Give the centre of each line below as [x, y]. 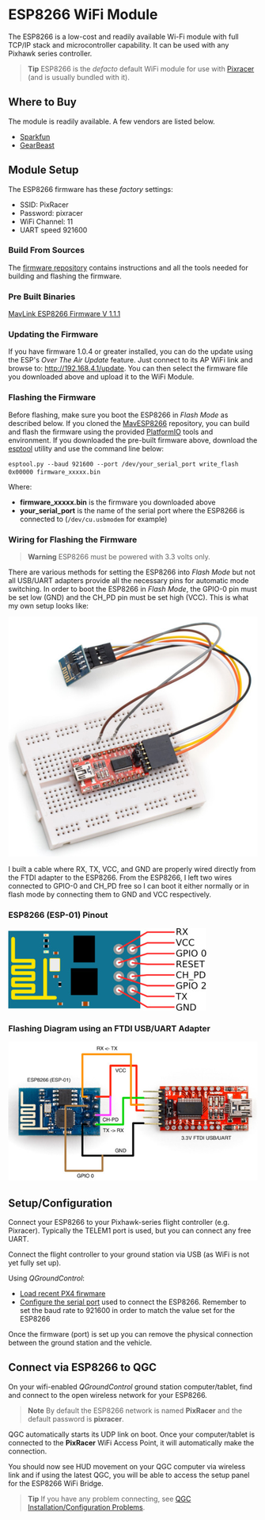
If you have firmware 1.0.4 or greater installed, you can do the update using [131, 351]
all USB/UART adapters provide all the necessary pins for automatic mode [129, 581]
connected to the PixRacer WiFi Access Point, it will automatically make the [131, 1442]
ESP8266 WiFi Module [83, 15]
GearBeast [37, 145]
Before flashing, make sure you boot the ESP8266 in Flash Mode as [118, 415]
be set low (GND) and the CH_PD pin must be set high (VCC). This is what [129, 597]
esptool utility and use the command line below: [86, 448]
